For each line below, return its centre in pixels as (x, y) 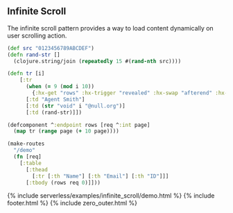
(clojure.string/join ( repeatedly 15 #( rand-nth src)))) (97, 61)
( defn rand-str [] (34, 55)
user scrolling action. (37, 35)
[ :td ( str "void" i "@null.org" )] (76, 106)
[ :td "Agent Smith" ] (55, 99)
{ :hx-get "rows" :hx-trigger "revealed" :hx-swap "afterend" (122, 93)
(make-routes (26, 144)
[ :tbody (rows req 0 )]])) (63, 182)
